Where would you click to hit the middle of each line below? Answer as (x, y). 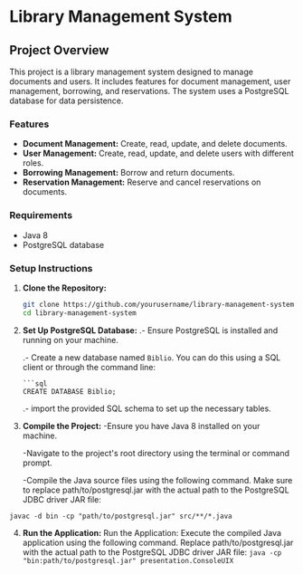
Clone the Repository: (64, 288)
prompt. (37, 463)
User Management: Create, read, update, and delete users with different (158, 153)
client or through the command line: (89, 367)
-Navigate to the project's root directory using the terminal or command (156, 453)
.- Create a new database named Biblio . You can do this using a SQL (151, 357)
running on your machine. (71, 340)
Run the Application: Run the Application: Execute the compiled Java (152, 532)
